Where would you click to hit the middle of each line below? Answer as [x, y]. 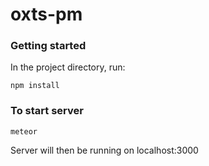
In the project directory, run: [68, 67]
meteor [24, 131]
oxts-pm [46, 14]
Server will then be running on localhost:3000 [104, 150]
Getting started [48, 46]
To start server [47, 111]
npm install [35, 86]
